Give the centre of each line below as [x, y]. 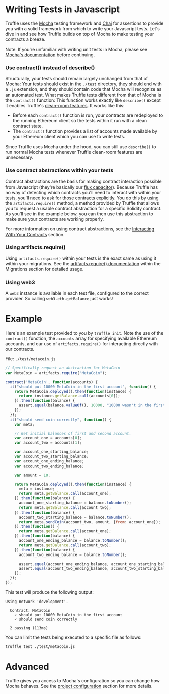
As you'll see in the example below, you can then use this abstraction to [79, 214]
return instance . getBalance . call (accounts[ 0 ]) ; [69, 396]
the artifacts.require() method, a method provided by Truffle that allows [82, 203]
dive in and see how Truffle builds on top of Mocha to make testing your [80, 34]
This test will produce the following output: [50, 592]
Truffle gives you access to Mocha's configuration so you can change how [82, 680]
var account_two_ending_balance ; [49, 466]
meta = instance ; [37, 489]
